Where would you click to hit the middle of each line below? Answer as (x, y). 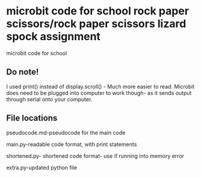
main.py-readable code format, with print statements (72, 144)
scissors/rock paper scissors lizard (96, 24)
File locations (32, 118)
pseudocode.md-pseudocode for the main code (66, 133)
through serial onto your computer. (49, 99)
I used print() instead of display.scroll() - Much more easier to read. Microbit (100, 86)
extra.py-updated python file (42, 167)
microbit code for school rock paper (98, 11)
